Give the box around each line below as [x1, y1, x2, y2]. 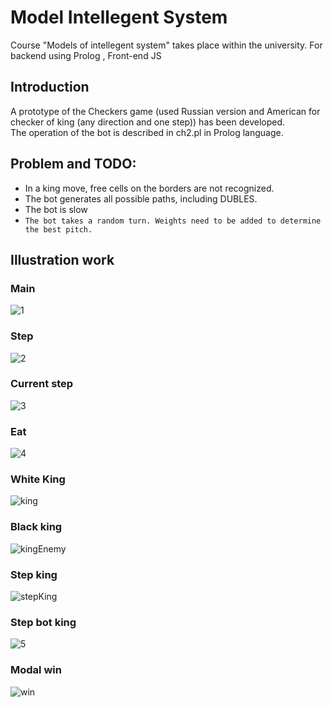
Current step [10, 377, 74, 391]
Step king [10, 567, 58, 581]
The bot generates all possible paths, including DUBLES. [24, 192, 258, 205]
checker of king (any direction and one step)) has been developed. [10, 116, 286, 128]
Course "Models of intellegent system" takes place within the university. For [10, 39, 323, 51]
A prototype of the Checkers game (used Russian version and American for [10, 105, 321, 117]
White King [10, 472, 66, 486]
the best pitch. [24, 224, 93, 235]
